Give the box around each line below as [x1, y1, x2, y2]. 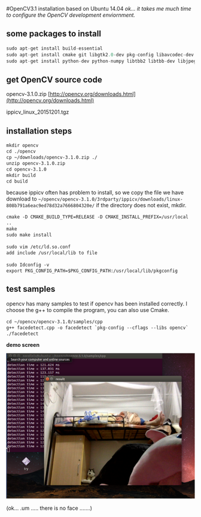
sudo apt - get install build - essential [6, 45, 103, 52]
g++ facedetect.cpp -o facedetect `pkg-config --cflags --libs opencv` [6, 325, 188, 331]
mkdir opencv [6, 143, 39, 149]
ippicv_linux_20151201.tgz [6, 108, 69, 116]
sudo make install [6, 232, 52, 238]
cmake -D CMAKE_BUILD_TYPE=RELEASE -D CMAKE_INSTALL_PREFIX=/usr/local [6, 214, 188, 220]
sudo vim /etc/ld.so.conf [6, 244, 71, 250]
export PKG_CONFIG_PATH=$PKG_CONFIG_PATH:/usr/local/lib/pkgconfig [6, 268, 178, 274]
